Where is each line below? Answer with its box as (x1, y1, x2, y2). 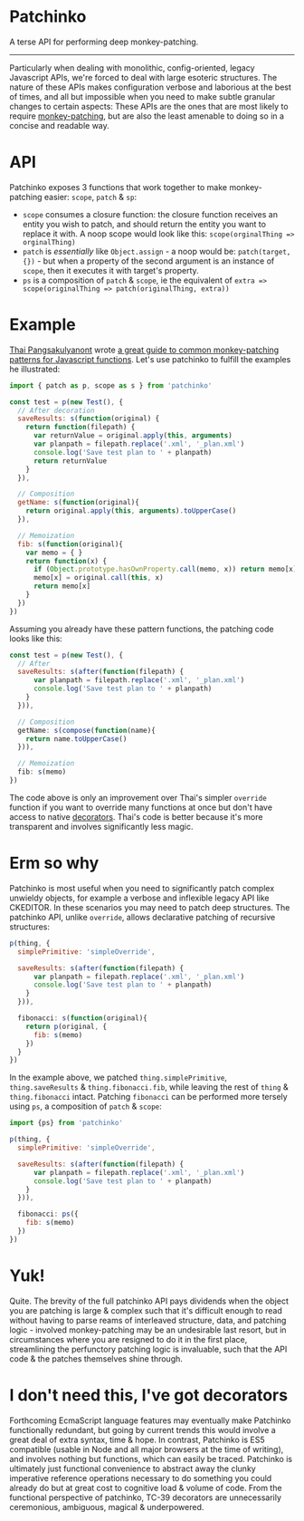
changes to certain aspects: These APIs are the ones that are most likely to (9, 101, 289, 111)
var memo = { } (25, 548, 83, 557)
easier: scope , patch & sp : (43, 191, 138, 202)
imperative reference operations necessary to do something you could (9, 1472, 272, 1483)
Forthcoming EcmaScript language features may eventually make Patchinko (9, 1415, 291, 1426)
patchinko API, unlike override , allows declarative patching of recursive (9, 911, 276, 922)
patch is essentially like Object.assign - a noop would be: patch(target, (22, 245, 291, 256)
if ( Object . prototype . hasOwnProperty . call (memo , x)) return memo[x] (33, 564, 298, 574)
